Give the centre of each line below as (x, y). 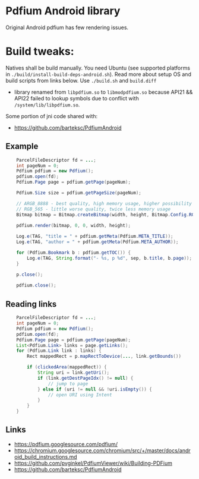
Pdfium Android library (63, 11)
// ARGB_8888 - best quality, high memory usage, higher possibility (104, 203)
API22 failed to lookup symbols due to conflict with (76, 98)
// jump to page (68, 384)
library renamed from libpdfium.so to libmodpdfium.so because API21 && (103, 92)
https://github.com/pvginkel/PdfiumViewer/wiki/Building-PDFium (93, 463)
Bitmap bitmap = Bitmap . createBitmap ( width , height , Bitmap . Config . (103, 215)
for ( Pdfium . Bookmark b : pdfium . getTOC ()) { (74, 253)
